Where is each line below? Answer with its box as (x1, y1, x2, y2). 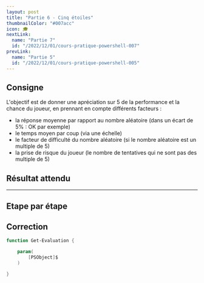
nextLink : (6, 32, 32, 38)
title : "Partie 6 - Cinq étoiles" (6, 15, 94, 21)
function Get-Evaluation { (6, 238, 75, 244)
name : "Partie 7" (12, 37, 56, 43)
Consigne (6, 82, 44, 93)
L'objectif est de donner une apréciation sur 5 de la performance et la (6, 99, 180, 106)
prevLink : (6, 49, 32, 55)
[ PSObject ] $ (28, 254, 59, 260)
